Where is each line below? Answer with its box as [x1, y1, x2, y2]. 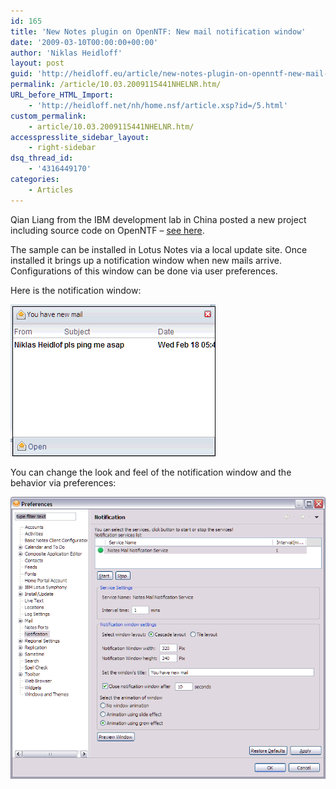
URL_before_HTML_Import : [10, 90, 114, 100]
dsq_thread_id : [10, 153, 74, 164]
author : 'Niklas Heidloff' [10, 48, 123, 58]
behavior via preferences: [10, 476, 117, 489]
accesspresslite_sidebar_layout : [10, 132, 150, 142]
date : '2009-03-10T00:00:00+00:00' [10, 37, 159, 47]
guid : [10, 69, 33, 79]
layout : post [10, 58, 65, 69]
